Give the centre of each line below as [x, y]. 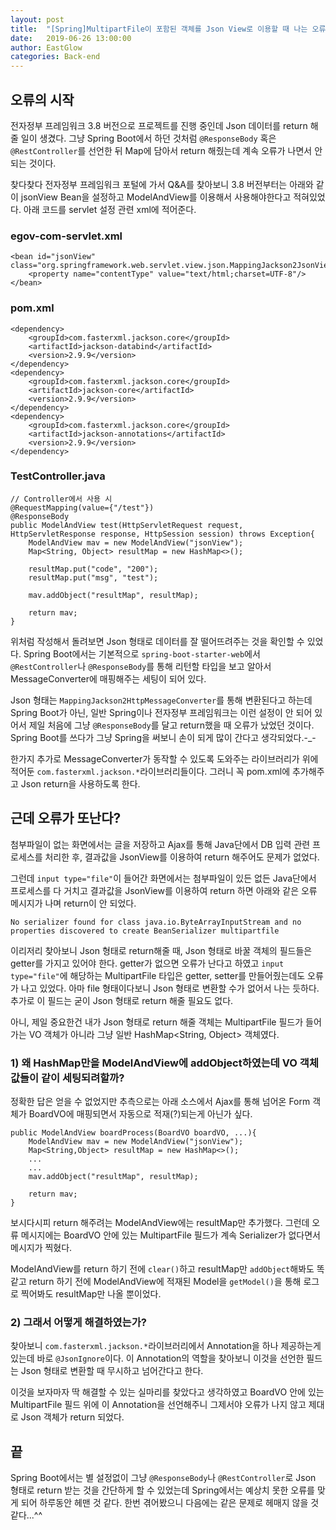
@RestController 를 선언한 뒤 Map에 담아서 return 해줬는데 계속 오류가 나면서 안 [166, 150]
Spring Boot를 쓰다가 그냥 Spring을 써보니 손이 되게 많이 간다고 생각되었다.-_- [163, 737]
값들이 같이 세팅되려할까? [67, 1078]
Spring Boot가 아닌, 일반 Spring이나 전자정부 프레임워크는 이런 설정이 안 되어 [161, 712]
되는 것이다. [33, 163]
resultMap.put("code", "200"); [93, 569]
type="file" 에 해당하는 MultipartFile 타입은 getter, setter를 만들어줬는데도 [158, 975]
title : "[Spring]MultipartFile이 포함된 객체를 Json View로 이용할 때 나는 [159, 29]
